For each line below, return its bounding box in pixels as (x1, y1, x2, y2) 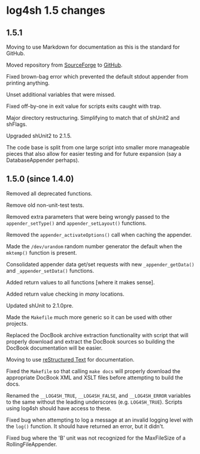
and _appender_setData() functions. (6, 267, 95, 274)
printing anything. (6, 79, 50, 86)
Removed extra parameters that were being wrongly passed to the (6, 213, 169, 220)
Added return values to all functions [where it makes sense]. (6, 278, 155, 285)
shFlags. (6, 121, 28, 128)
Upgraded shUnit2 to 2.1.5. (6, 133, 72, 139)
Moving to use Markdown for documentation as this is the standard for (6, 43, 180, 50)
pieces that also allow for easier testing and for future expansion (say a (6, 151, 181, 157)
